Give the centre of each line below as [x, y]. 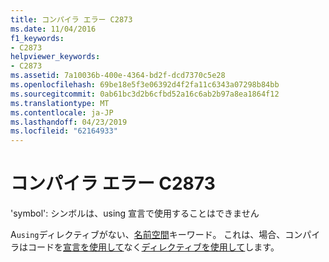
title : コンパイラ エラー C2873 [71, 19]
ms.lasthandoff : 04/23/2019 [69, 122]
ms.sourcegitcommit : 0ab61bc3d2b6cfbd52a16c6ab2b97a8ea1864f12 [145, 94]
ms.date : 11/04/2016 [53, 29]
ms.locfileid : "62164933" [64, 131]
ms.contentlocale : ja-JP [62, 112]
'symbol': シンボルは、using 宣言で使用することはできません [135, 213]
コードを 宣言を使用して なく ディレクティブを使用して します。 [153, 247]
